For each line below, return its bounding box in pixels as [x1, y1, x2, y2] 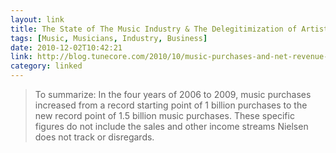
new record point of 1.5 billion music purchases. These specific [34, 110, 295, 121]
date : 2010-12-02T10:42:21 [10, 42, 123, 53]
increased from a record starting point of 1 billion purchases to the [34, 99, 308, 111]
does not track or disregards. [34, 131, 155, 143]
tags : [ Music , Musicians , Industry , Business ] [10, 33, 208, 43]
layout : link [10, 14, 65, 25]
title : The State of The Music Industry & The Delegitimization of [10, 24, 298, 34]
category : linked [10, 61, 83, 71]
